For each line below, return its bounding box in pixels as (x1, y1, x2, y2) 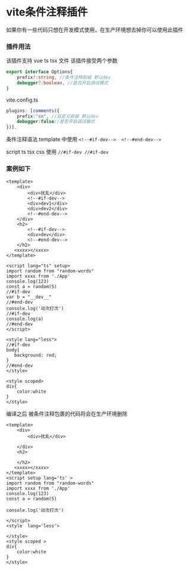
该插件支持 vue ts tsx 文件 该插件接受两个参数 (6, 57, 118, 64)
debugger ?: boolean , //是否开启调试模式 (17, 80, 109, 86)
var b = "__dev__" (6, 294, 52, 300)
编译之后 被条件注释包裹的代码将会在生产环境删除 (6, 410, 128, 417)
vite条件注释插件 (6, 5, 88, 19)
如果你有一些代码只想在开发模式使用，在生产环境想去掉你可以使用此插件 (6, 26, 183, 33)
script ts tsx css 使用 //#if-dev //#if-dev (6, 148, 109, 156)
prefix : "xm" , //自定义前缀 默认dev (17, 113, 99, 119)
